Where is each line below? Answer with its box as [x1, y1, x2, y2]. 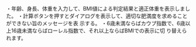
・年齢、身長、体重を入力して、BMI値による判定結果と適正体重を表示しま [6, 5, 185, 12]
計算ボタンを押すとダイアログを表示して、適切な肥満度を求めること [22, 12, 188, 19]
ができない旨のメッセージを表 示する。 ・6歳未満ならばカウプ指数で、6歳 [6, 20, 185, 26]
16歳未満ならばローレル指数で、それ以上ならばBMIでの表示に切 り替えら [11, 27, 187, 34]
